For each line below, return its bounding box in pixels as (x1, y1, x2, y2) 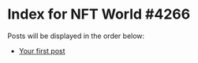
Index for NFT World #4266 (7, 5, 191, 23)
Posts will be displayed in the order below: (7, 31, 145, 40)
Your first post (18, 46, 65, 55)
